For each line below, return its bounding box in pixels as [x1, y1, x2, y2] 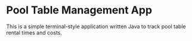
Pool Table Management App [6, 4, 153, 17]
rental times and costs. [6, 29, 63, 36]
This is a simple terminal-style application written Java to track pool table [6, 23, 186, 30]
